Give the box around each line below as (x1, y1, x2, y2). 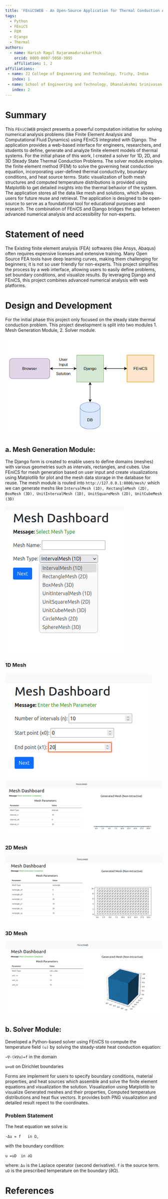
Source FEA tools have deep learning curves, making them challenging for (5, 256, 158, 262)
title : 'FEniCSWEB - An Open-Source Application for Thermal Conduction (5, 8, 160, 13)
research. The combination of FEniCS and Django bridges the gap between (5, 206, 160, 212)
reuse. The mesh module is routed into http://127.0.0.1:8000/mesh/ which (5, 480, 160, 486)
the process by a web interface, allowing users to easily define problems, (5, 266, 156, 272)
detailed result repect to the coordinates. (5, 1099, 89, 1105)
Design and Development (5, 300, 112, 311)
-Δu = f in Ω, (5, 1134, 39, 1139)
